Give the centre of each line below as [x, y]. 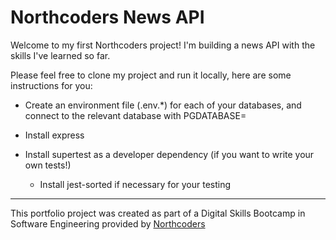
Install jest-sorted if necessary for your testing [135, 184]
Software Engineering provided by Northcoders [108, 223]
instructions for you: [51, 85]
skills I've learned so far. [60, 55]
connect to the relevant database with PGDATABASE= [135, 115]
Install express [54, 135]
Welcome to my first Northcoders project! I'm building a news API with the [163, 45]
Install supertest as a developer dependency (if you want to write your [169, 154]
